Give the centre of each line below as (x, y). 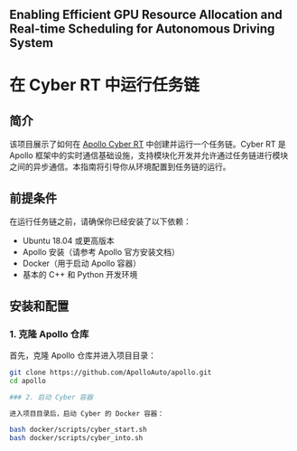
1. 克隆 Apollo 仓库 (49, 334)
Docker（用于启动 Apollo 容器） (82, 263)
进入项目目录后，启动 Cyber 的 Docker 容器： (87, 413)
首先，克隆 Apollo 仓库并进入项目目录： (83, 355)
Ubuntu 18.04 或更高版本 (68, 241)
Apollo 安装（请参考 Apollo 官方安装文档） (101, 252)
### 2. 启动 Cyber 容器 (51, 397)
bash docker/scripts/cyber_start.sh (78, 430)
